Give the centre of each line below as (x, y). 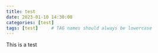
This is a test (22, 45)
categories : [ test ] (30, 22)
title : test (21, 11)
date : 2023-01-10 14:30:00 (39, 17)
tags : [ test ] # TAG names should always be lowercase (79, 28)
